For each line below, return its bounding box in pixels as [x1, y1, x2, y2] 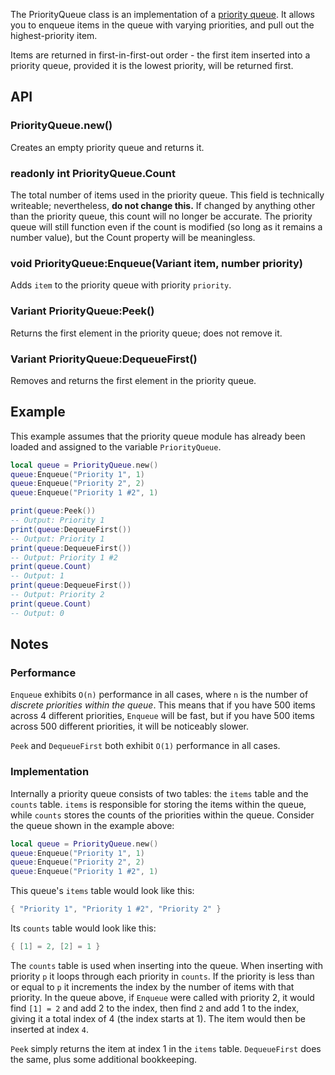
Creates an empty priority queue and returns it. [10, 141, 205, 153]
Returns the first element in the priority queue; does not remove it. [10, 327, 283, 339]
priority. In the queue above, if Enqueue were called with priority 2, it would [10, 991, 315, 1003]
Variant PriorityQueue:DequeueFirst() [10, 352, 198, 366]
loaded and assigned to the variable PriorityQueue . [10, 440, 222, 453]
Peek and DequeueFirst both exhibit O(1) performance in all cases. [10, 740, 281, 752]
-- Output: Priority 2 [10, 590, 105, 600]
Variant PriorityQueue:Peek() [10, 304, 155, 318]
